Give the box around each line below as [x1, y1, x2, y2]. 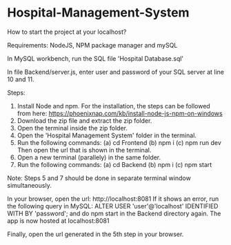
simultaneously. [7, 181, 52, 189]
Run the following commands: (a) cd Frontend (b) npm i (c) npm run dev [17, 138, 222, 146]
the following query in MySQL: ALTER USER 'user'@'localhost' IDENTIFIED [7, 202, 219, 210]
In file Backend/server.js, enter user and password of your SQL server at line [7, 68, 225, 76]
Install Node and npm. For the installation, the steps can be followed [17, 101, 210, 110]
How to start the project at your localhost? [7, 28, 127, 36]
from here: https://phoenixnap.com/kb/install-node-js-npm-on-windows [17, 109, 223, 117]
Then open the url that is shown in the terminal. [17, 146, 152, 154]
